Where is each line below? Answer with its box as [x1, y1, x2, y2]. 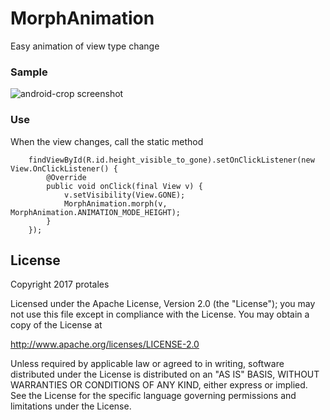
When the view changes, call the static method [10, 135, 204, 147]
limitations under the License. [10, 400, 132, 412]
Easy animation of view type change [10, 40, 160, 52]
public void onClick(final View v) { [46, 181, 203, 191]
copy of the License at [10, 319, 103, 331]
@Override [46, 172, 87, 182]
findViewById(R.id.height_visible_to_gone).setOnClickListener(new [28, 155, 315, 165]
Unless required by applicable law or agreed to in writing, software [10, 358, 285, 370]
